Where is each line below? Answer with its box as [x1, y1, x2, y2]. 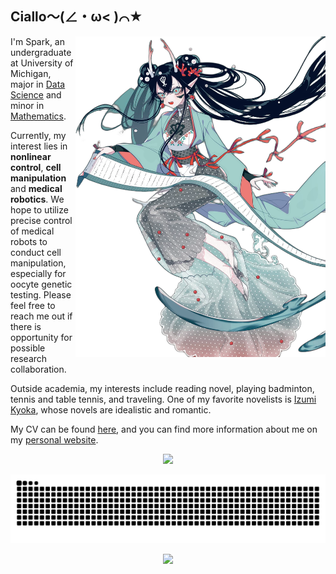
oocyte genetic [10, 278, 73, 290]
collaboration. [10, 363, 67, 375]
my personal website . [10, 433, 99, 446]
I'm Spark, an [10, 35, 65, 47]
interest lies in [10, 140, 68, 152]
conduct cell [10, 246, 62, 258]
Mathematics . [10, 110, 67, 122]
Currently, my [10, 129, 67, 141]
